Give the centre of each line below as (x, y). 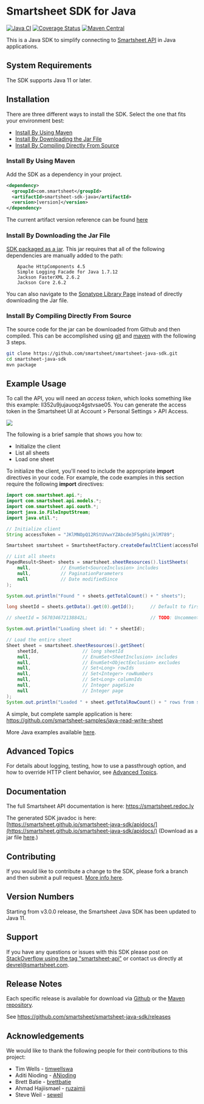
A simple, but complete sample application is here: (69, 713)
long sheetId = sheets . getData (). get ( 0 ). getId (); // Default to (96, 607)
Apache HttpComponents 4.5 (51, 266)
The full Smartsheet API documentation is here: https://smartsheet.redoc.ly (100, 806)
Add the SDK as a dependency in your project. (64, 174)
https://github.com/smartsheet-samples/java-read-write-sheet (85, 720)
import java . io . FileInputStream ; (49, 512)
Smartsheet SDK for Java (71, 11)
